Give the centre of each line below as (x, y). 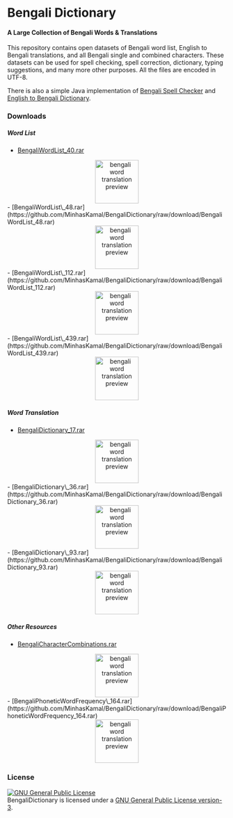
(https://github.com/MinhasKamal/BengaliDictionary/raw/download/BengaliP (117, 709)
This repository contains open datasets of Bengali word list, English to (107, 48)
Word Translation (33, 412)
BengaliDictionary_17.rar (51, 430)
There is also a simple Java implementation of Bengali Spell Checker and (111, 91)
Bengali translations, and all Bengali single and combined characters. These (116, 55)
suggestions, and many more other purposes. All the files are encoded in (112, 70)
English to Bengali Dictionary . (49, 98)
